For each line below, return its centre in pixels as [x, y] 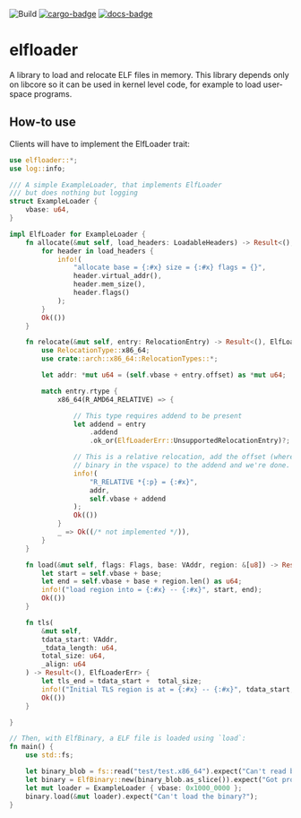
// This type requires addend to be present [158, 416]
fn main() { [31, 747]
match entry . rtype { [80, 391]
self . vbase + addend [128, 499]
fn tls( [39, 622]
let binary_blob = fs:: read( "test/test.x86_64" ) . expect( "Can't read [156, 771]
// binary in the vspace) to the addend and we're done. [182, 466]
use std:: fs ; [50, 755]
